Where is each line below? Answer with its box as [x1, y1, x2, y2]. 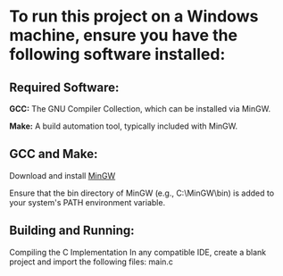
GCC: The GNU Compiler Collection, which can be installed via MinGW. [9, 104, 271, 113]
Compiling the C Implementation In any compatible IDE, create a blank [9, 247, 267, 257]
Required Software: [9, 79, 120, 95]
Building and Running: [9, 223, 136, 238]
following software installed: [9, 45, 226, 64]
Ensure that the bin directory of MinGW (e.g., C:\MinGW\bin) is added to [9, 188, 275, 198]
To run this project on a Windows [9, 6, 259, 27]
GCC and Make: [9, 146, 98, 162]
